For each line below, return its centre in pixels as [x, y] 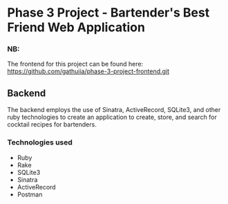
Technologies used [40, 142]
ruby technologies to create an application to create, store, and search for [112, 117]
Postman [30, 194]
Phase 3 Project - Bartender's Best [108, 13]
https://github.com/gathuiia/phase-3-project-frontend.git [88, 71]
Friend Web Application [76, 27]
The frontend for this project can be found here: [75, 64]
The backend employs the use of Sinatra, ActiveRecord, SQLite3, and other [114, 110]
